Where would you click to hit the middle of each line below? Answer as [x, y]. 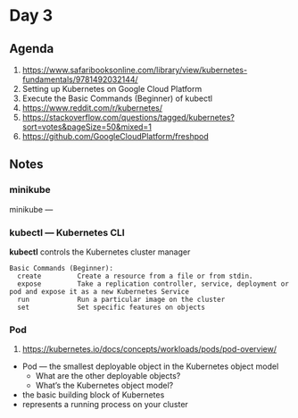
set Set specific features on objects [111, 307]
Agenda [32, 49]
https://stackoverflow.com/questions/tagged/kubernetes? [128, 117]
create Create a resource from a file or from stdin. [135, 276]
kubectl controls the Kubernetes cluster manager [100, 252]
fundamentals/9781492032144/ [80, 79]
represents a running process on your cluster [105, 405]
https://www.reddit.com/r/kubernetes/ [92, 108]
